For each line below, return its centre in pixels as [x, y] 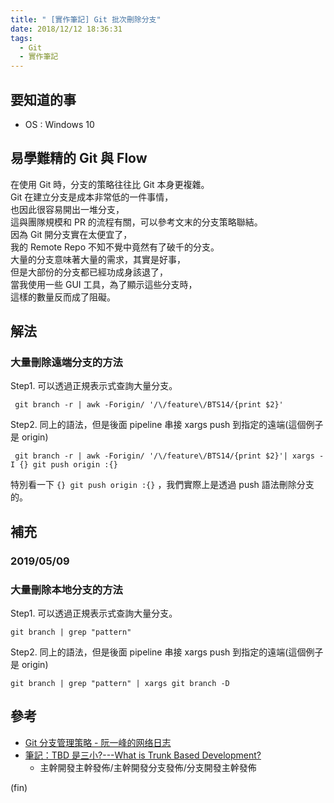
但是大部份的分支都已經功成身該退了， [89, 272]
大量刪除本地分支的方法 [66, 589]
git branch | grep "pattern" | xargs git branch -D [120, 684]
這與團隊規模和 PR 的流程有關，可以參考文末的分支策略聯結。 [136, 222]
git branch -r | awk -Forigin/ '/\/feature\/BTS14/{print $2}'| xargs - [169, 456]
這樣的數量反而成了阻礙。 [63, 297]
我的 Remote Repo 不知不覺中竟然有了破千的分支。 [115, 247]
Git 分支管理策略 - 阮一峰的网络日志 [98, 742]
